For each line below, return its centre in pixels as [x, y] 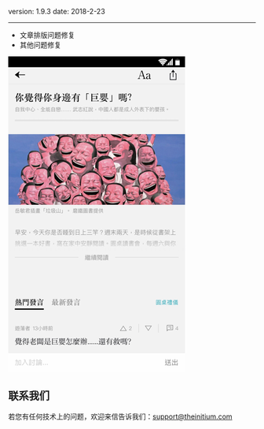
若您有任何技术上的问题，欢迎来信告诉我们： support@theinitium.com [121, 416]
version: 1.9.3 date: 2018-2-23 [57, 11]
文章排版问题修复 [47, 35]
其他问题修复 [40, 45]
